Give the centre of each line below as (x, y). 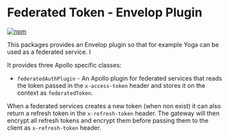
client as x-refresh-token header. (54, 127)
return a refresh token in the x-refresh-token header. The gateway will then (113, 113)
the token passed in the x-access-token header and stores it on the (111, 85)
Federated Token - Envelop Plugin (105, 13)
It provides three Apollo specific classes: (64, 65)
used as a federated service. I (49, 52)
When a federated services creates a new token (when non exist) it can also (114, 106)
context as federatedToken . (55, 93)
